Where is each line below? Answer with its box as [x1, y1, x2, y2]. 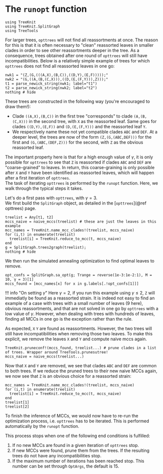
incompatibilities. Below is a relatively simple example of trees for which [5, 58, 150, 63]
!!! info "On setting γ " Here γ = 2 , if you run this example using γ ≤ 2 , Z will [5, 290, 155, 296]
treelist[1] [5, 400, 29, 405]
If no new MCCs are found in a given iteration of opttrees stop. [12, 442, 140, 448]
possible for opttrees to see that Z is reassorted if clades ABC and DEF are [5, 159, 152, 165]
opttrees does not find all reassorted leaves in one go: [5, 63, 115, 69]
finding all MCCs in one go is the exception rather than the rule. [5, 316, 133, 322]
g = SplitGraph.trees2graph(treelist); [5, 245, 87, 250]
